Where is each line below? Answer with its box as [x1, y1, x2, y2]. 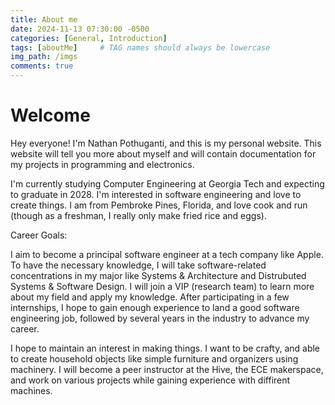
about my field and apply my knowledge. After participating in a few [10, 291, 290, 303]
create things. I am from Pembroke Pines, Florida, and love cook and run [10, 199, 308, 211]
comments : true [10, 61, 74, 71]
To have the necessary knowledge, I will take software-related [10, 259, 267, 271]
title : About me [10, 14, 78, 25]
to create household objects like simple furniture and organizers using [10, 352, 299, 365]
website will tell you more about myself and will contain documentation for [10, 147, 317, 160]
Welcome [10, 104, 91, 127]
